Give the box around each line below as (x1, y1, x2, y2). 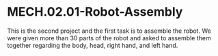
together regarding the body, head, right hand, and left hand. (7, 41, 178, 49)
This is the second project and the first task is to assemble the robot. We (7, 27, 212, 35)
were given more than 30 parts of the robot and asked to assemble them (7, 33, 211, 42)
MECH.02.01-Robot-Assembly (7, 4, 183, 20)
